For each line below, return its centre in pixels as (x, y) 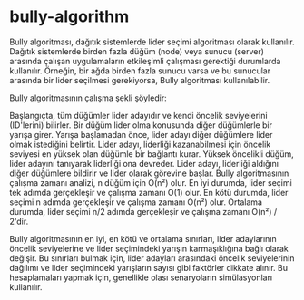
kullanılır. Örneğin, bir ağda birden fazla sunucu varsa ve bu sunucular (140, 71)
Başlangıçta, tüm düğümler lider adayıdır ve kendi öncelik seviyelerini (138, 115)
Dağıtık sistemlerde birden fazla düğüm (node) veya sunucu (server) (137, 51)
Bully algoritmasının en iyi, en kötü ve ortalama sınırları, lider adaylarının (143, 238)
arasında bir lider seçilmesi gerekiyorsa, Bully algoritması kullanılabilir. (140, 80)
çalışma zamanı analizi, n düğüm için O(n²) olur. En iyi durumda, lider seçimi (151, 182)
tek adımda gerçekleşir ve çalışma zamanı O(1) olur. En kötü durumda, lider (149, 192)
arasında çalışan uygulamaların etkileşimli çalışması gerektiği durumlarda (145, 61)
